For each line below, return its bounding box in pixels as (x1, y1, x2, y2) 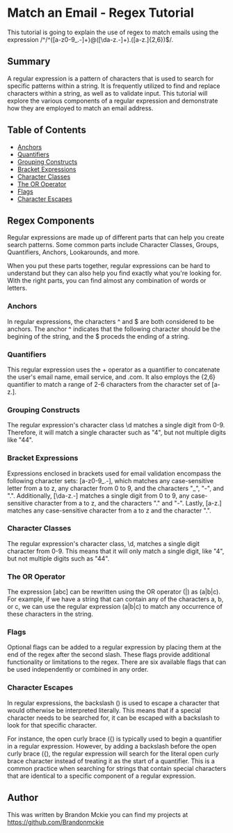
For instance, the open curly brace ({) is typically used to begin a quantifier (7, 735, 223, 743)
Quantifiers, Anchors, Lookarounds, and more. (7, 248, 140, 256)
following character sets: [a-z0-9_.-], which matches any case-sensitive (7, 476, 214, 485)
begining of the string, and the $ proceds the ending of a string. (7, 332, 190, 340)
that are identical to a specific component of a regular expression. (7, 772, 196, 780)
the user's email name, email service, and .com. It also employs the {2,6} (7, 372, 216, 381)
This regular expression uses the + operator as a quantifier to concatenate (7, 365, 220, 374)
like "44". (7, 436, 33, 444)
